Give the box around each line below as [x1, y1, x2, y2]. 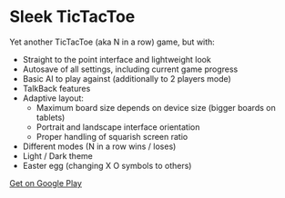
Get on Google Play [9, 177, 82, 188]
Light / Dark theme [22, 150, 93, 161]
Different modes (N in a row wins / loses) [22, 141, 177, 152]
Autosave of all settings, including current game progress [22, 64, 239, 74]
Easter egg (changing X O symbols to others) [22, 160, 192, 171]
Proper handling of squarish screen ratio [36, 131, 188, 142]
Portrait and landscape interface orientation [36, 121, 200, 133]
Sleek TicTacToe [9, 6, 136, 27]
